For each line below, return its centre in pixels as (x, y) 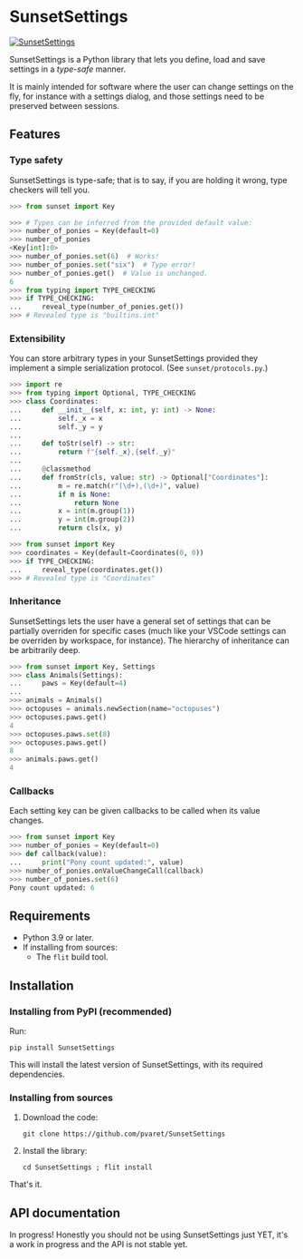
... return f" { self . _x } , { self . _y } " (93, 452)
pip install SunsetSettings (62, 1048)
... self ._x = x (56, 418)
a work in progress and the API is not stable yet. (99, 1244)
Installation (42, 986)
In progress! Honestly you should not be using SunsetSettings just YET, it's (149, 1235)
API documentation (65, 1213)
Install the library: (55, 1151)
